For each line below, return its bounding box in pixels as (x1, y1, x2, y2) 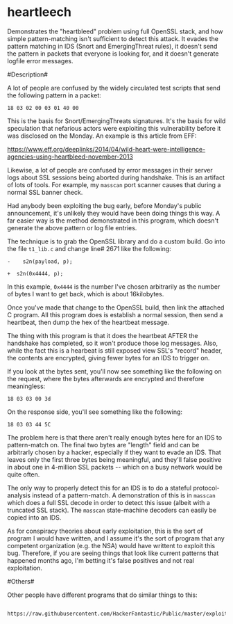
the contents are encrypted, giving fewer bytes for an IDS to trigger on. (7, 353, 210, 362)
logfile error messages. (7, 56, 74, 65)
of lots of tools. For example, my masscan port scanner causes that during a (7, 180, 221, 189)
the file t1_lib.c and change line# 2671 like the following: (7, 244, 171, 253)
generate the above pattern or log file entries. (7, 223, 137, 232)
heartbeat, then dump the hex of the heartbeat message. (7, 318, 170, 326)
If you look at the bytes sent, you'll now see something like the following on (7, 367, 222, 376)
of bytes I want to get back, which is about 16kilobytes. (7, 289, 164, 298)
